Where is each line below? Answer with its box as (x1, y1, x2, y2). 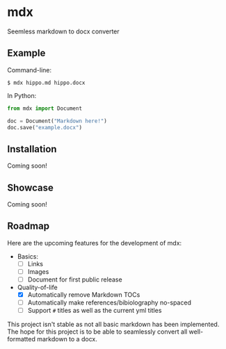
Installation (7, 143, 57, 155)
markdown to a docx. (37, 335, 97, 343)
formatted (7, 335, 36, 343)
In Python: (7, 91, 37, 99)
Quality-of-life (17, 283, 58, 291)
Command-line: (7, 65, 52, 74)
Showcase (7, 181, 54, 193)
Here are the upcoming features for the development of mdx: (7, 238, 182, 247)
